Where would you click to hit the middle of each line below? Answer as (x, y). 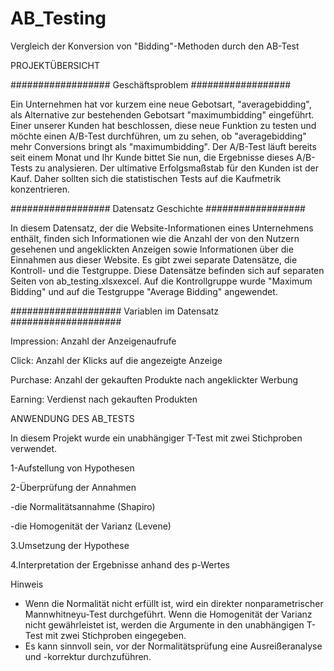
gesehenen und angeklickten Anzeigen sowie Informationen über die (152, 249)
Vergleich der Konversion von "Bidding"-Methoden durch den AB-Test (155, 46)
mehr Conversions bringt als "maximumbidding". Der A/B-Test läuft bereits (163, 146)
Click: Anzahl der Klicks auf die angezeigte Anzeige (116, 360)
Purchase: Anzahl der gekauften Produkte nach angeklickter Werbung (154, 379)
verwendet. (34, 448)
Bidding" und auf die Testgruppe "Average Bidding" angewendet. (144, 291)
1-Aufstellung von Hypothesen (72, 468)
